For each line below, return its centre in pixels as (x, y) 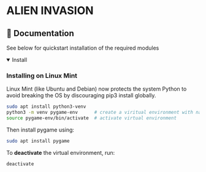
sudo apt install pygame (38, 141)
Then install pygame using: (40, 130)
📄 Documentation (40, 33)
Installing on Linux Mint (42, 75)
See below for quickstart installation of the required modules (83, 48)
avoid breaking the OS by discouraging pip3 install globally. (81, 95)
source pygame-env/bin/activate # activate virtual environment (91, 118)
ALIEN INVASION (50, 11)
